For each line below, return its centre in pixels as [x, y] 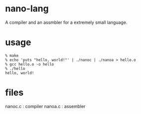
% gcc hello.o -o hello [30, 64]
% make [12, 56]
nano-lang [27, 9]
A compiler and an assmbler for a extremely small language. [66, 22]
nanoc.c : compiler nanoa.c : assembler [45, 106]
